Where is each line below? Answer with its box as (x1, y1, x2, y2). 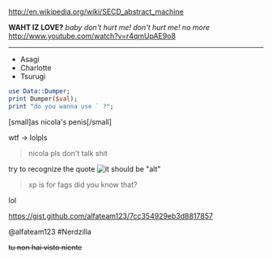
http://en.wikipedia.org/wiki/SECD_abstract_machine (8, 7, 184, 16)
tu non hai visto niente (8, 242, 83, 252)
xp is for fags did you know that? (28, 180, 138, 189)
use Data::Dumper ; (8, 87, 70, 96)
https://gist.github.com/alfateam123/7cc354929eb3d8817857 (8, 210, 213, 221)
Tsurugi (19, 72, 46, 81)
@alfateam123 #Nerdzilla (8, 227, 91, 236)
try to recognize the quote (8, 163, 96, 173)
